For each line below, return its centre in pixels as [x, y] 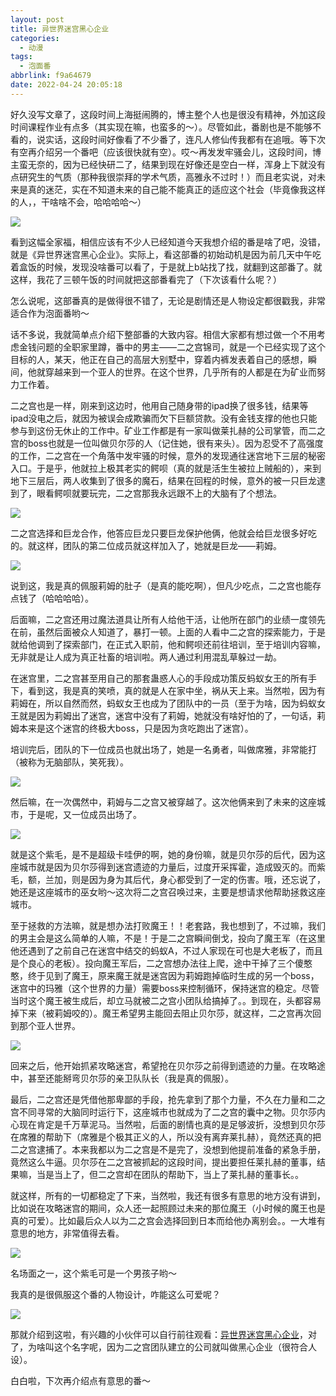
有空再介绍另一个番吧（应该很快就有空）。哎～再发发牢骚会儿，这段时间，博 [166, 152]
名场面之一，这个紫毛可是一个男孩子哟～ [93, 1273]
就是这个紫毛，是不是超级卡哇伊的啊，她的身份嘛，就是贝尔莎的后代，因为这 [168, 854]
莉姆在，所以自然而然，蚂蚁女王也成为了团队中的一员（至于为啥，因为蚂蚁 [163, 703]
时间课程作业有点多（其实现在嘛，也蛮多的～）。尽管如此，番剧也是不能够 [161, 127]
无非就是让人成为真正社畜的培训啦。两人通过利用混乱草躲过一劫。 [146, 657]
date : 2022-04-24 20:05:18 [66, 85]
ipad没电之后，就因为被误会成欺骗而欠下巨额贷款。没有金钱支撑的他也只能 [164, 418]
